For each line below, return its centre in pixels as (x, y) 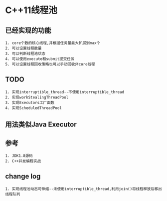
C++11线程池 (31, 10)
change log (23, 176)
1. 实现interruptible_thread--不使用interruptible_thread (65, 92)
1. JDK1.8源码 (19, 156)
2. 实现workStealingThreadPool (37, 97)
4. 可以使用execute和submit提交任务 (40, 59)
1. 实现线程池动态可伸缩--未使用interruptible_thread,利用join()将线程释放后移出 (83, 189)
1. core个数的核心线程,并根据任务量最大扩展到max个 (53, 43)
